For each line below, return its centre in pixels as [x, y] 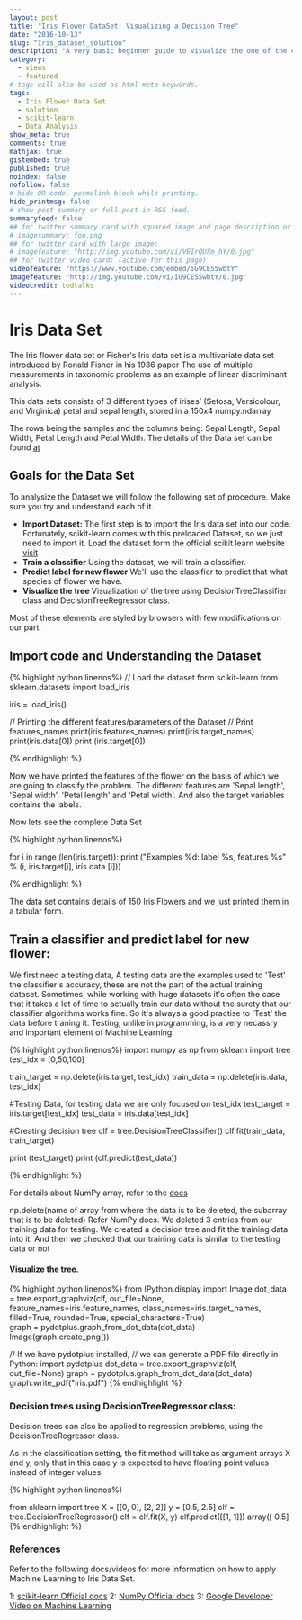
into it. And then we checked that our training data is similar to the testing [145, 1239]
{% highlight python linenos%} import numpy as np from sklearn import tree [150, 1050]
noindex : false [38, 176]
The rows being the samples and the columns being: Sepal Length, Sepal [145, 427]
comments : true [38, 143]
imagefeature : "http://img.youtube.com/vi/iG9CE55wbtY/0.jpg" [128, 277]
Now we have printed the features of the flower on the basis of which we [144, 776]
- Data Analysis [48, 127]
